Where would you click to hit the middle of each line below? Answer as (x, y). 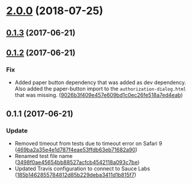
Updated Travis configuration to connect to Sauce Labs (82, 168)
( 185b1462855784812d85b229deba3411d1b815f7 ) (75, 175)
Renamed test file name (44, 156)
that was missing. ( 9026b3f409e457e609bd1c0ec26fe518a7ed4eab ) (99, 95)
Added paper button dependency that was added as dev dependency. (100, 83)
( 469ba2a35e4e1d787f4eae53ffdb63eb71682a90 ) (76, 150)
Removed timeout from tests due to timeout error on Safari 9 (88, 143)
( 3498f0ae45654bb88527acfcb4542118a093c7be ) (77, 162)
